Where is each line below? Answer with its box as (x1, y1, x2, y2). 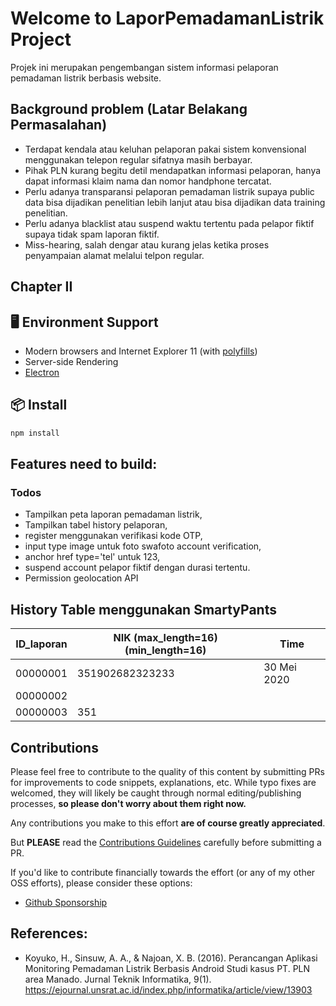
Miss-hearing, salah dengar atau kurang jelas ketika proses (24, 238, 270, 251)
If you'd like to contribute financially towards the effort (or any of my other (10, 866, 316, 878)
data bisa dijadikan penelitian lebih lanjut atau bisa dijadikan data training (24, 196, 326, 208)
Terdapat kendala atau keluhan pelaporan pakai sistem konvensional (24, 143, 307, 155)
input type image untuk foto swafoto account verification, (24, 540, 262, 552)
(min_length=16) (124, 643, 207, 657)
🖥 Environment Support (10, 313, 159, 331)
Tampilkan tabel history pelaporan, (24, 519, 168, 531)
